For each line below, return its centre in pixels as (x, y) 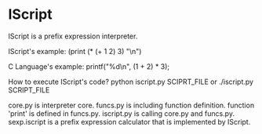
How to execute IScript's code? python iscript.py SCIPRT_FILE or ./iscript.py (131, 81)
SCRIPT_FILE (29, 90)
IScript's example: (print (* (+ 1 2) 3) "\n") (75, 51)
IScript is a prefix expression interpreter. (73, 36)
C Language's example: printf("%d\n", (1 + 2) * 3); (89, 66)
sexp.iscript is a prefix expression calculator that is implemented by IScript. (129, 121)
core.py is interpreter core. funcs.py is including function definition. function (131, 105)
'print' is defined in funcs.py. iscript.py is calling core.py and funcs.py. (122, 113)
